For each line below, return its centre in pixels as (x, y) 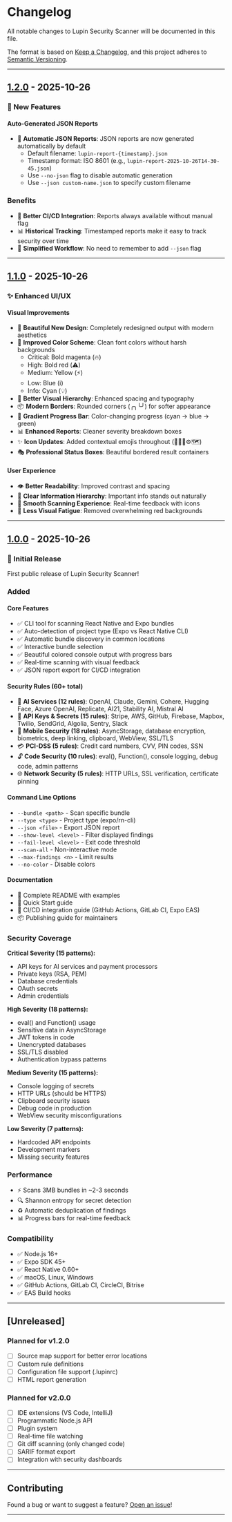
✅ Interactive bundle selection (60, 647)
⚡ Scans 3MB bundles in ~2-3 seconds (73, 1190)
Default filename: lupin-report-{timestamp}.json (97, 153)
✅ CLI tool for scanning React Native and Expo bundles (96, 624)
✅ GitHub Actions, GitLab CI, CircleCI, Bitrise (81, 1284)
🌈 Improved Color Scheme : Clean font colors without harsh (102, 343)
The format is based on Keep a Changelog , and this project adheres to (107, 52)
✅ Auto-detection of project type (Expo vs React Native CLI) (103, 631)
